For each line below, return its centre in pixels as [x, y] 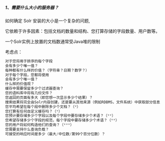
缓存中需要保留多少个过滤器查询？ [34, 89]
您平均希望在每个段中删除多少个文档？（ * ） [43, 107]
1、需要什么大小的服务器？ [32, 7]
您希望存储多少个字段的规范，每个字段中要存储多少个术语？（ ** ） [62, 120]
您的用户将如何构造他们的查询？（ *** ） [40, 125]
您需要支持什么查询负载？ [27, 130]
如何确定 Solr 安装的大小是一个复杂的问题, [47, 21]
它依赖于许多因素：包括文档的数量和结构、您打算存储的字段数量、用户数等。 [82, 31]
